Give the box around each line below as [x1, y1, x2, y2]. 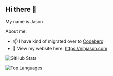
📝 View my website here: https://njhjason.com [12, 45, 108, 51]
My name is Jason [5, 18, 43, 24]
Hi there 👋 [5, 5, 37, 14]
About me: [5, 28, 27, 34]
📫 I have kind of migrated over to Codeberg [12, 38, 104, 44]
